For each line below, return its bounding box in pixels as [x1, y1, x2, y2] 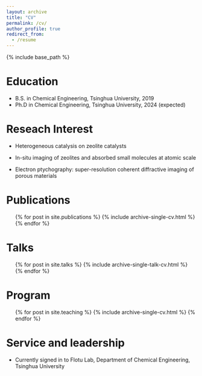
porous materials [14, 172, 57, 179]
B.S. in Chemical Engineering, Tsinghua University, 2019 [14, 94, 154, 102]
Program [6, 288, 51, 302]
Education [6, 75, 58, 88]
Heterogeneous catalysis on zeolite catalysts [14, 142, 127, 149]
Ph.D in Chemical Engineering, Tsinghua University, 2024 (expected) [14, 101, 186, 108]
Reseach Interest [6, 122, 93, 136]
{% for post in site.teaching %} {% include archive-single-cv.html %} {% [14, 308, 196, 316]
